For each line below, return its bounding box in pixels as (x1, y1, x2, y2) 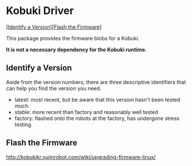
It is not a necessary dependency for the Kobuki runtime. (6, 46, 147, 53)
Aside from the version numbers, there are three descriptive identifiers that (6, 78, 186, 85)
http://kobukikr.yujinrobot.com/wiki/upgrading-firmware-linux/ (6, 153, 156, 160)
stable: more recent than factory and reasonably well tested (14, 108, 159, 115)
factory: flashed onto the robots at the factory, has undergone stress (14, 115, 180, 122)
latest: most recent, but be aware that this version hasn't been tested (14, 96, 180, 103)
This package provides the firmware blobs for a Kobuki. (6, 34, 140, 41)
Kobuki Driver (6, 4, 74, 18)
